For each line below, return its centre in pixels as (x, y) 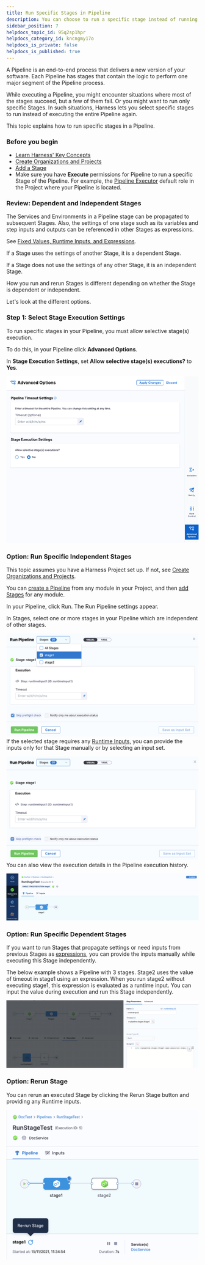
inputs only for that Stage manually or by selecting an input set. (86, 748)
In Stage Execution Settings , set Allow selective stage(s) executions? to (99, 361)
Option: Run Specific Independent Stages (69, 556)
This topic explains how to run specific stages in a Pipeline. (81, 126)
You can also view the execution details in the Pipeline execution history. (97, 865)
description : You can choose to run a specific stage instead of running (102, 19)
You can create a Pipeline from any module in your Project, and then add (98, 588)
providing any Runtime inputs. (44, 1101)
